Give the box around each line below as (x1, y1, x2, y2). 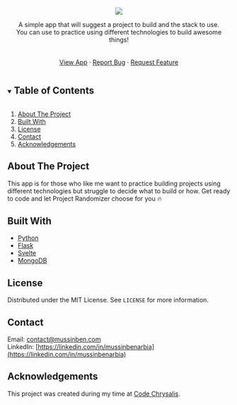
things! (108, 35, 129, 44)
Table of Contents (13, 85, 94, 97)
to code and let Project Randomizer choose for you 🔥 (7, 194, 162, 202)
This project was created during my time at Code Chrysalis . (7, 389, 180, 398)
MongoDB (17, 256, 47, 265)
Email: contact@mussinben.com (7, 335, 101, 343)
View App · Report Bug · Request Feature (59, 58, 179, 67)
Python (17, 234, 39, 242)
